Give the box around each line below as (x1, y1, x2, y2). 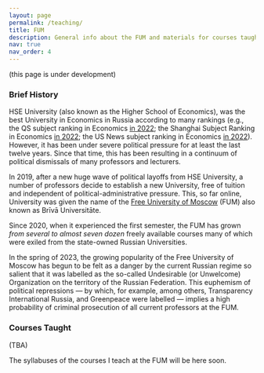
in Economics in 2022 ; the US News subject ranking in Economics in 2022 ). (9, 132, 253, 141)
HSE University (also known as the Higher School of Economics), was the (9, 107, 246, 116)
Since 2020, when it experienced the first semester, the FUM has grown (9, 221, 241, 230)
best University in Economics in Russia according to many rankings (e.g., (9, 115, 244, 125)
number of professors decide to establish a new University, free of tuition (9, 181, 245, 190)
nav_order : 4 (9, 48, 52, 56)
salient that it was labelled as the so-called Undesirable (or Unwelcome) (9, 269, 241, 279)
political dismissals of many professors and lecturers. (9, 157, 181, 166)
